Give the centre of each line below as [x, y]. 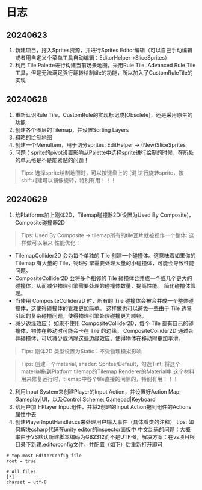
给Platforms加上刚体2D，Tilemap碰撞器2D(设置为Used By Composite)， [104, 215]
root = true [21, 461]
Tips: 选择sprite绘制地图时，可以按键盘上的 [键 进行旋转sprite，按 [102, 173]
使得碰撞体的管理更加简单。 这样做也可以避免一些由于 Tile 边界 [114, 308]
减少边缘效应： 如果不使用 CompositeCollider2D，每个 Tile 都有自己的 [102, 323]
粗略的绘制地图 [33, 137]
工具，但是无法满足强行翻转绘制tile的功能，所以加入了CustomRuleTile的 [104, 73]
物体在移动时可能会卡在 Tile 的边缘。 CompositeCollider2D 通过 [110, 330]
